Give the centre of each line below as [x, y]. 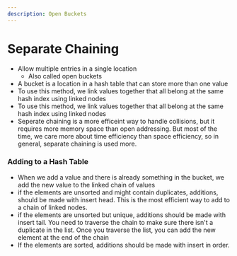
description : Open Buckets [47, 14]
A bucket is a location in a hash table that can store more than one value [123, 83]
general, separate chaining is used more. [77, 144]
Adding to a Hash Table [48, 162]
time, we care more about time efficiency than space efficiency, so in [118, 136]
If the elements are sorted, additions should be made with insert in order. [123, 245]
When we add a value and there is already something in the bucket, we [121, 177]
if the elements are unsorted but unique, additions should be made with [122, 215]
